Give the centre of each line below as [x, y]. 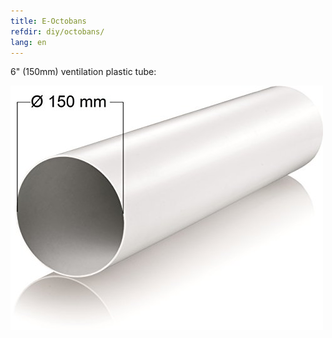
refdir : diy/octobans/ [57, 31]
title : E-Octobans [48, 21]
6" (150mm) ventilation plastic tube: [83, 72]
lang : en [28, 42]
